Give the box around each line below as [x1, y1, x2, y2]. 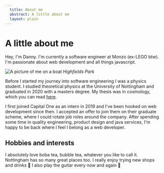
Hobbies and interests [5, 138, 75, 147]
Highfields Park [63, 69, 95, 74]
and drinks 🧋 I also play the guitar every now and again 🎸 [5, 162, 121, 168]
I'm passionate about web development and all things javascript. [5, 59, 136, 65]
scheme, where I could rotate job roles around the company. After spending [5, 114, 159, 120]
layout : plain [9, 16, 39, 21]
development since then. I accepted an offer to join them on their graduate [5, 109, 157, 115]
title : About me [9, 7, 43, 12]
